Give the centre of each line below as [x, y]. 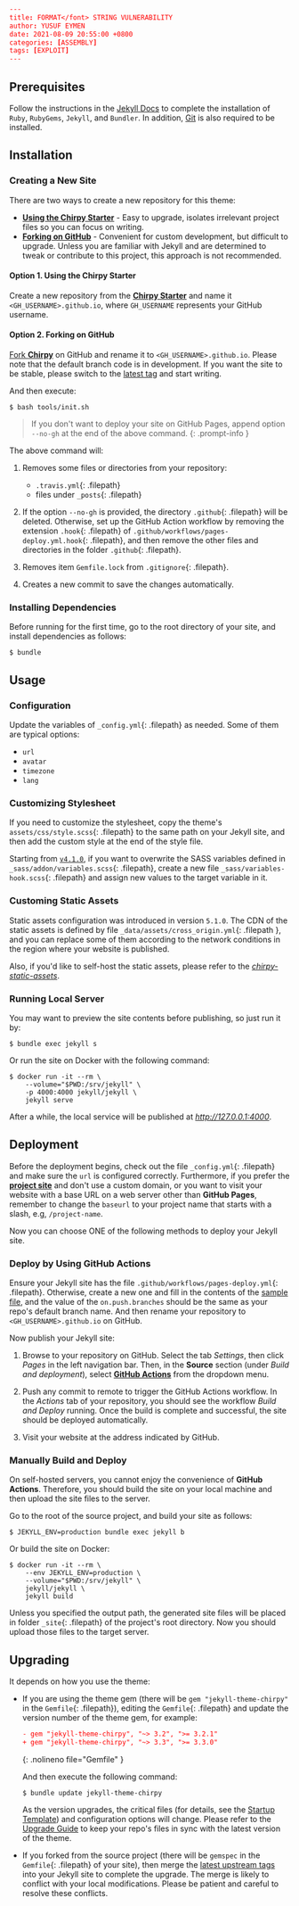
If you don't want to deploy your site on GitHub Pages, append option [158, 424]
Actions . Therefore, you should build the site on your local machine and [141, 1489]
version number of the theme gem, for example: [109, 1718]
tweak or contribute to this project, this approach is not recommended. [152, 255]
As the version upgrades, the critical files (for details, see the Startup [149, 1809]
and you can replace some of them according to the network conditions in [145, 939]
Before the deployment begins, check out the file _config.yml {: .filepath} [142, 1166]
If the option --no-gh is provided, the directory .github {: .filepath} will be [155, 512]
